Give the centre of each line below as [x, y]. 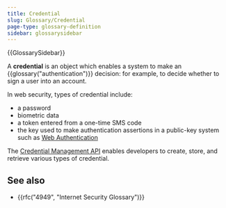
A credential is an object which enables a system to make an [95, 66]
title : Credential [34, 14]
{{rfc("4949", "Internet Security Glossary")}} [81, 197]
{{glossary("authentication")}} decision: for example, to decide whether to [113, 74]
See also [26, 181]
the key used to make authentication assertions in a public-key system [118, 130]
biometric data [38, 115]
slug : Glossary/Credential [46, 20]
